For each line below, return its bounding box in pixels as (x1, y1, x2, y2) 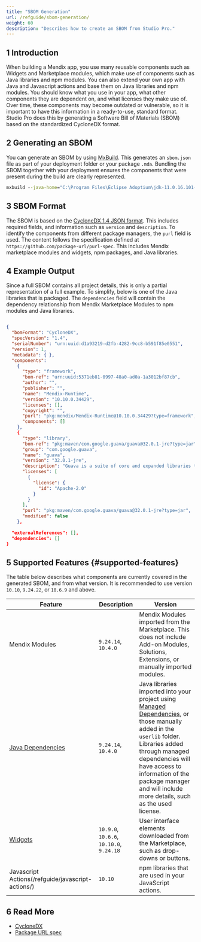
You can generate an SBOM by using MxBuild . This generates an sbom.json (6, 154, 191, 161)
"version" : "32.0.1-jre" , (22, 458, 87, 464)
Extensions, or (139, 656, 179, 664)
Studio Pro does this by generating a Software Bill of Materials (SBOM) (6, 114, 180, 121)
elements (139, 824, 166, 833)
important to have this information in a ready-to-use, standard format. (6, 108, 178, 115)
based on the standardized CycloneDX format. (6, 121, 121, 128)
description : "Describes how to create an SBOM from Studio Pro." (6, 25, 175, 32)
